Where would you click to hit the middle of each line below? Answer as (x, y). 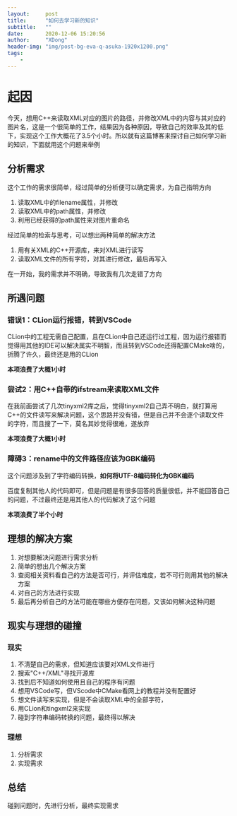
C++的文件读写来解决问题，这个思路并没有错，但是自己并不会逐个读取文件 (116, 415)
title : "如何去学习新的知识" (53, 20)
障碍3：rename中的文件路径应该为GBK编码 (81, 459)
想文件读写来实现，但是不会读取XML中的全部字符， (92, 699)
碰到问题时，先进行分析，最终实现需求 (63, 805)
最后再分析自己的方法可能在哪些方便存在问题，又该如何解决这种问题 (116, 601)
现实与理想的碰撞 (44, 626)
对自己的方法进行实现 (48, 592)
